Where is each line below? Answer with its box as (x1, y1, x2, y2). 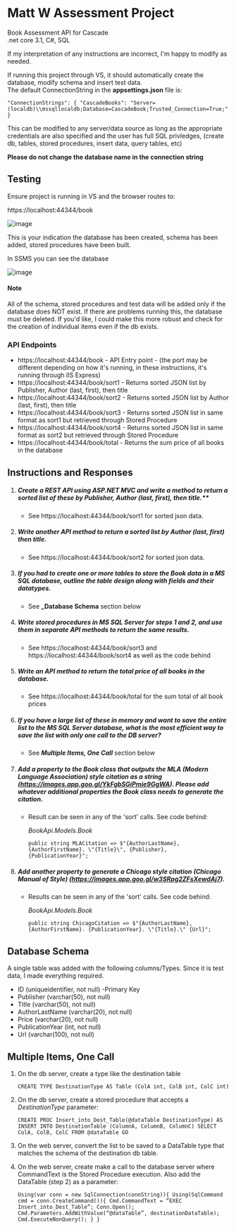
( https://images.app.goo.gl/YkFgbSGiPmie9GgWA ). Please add (17, 780, 209, 789)
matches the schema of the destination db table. (17, 1149, 159, 1157)
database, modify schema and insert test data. (7, 78, 142, 86)
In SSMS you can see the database (7, 254, 109, 263)
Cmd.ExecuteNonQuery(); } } (17, 1216, 100, 1223)
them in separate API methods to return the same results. (17, 626, 190, 634)
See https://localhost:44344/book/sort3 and (27, 643, 157, 652)
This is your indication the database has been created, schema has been (7, 233, 218, 241)
